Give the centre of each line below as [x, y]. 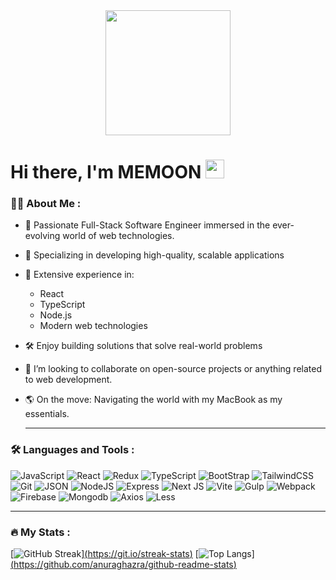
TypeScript [62, 305]
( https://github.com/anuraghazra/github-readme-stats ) [123, 565]
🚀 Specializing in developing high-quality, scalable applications [154, 255]
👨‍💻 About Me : [46, 204]
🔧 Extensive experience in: [79, 275]
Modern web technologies [93, 326]
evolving [42, 236]
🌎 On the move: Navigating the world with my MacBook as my [153, 400]
